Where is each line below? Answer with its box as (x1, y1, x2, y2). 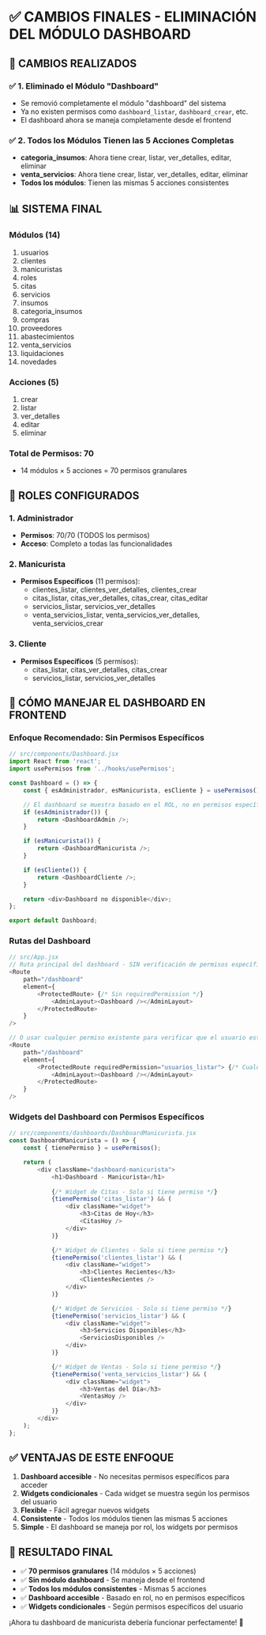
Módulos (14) (9, 229, 61, 240)
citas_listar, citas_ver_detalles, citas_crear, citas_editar (32, 593, 208, 603)
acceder (20, 1480, 48, 1490)
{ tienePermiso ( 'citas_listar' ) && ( (51, 1195, 172, 1203)
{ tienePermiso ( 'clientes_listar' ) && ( (51, 1254, 182, 1262)
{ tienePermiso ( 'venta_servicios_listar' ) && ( (51, 1370, 208, 1378)
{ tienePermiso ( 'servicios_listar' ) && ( (51, 1311, 186, 1320)
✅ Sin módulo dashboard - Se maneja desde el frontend (20, 1575, 205, 1585)
